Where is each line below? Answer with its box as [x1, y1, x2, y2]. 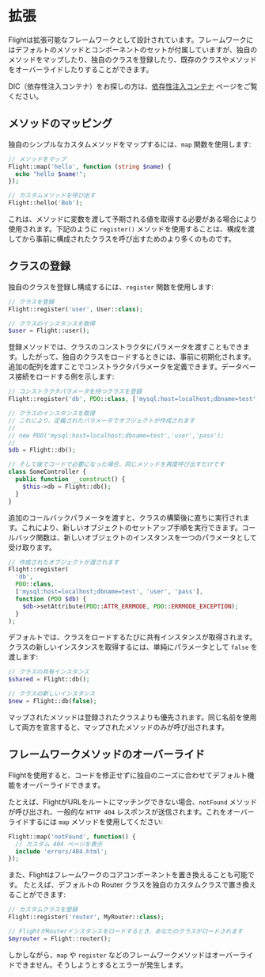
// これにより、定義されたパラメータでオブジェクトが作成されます [8, 417, 195, 425]
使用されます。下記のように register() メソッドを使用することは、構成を [8, 224, 248, 234]
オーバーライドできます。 [21, 780, 105, 789]
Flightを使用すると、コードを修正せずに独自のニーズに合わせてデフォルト [8, 770, 248, 780]
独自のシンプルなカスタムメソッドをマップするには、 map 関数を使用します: [8, 139, 252, 149]
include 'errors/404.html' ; [15, 847, 108, 856]
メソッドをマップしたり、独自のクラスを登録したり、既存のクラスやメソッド [8, 55, 257, 64]
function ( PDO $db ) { [15, 595, 87, 603]
